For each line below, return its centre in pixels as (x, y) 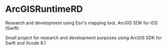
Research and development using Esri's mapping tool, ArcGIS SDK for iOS (81, 23)
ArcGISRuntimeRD (44, 9)
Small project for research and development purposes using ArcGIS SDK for (83, 38)
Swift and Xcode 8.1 (26, 43)
